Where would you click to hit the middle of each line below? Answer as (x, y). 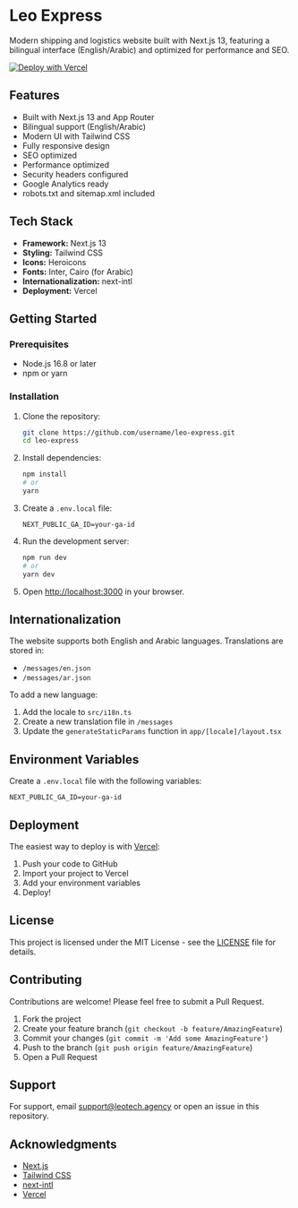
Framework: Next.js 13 (64, 243)
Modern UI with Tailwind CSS (76, 136)
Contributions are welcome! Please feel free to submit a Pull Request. (137, 1001)
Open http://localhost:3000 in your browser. (103, 591)
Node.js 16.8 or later (59, 364)
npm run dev (44, 557)
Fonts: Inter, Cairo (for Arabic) (78, 272)
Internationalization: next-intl (77, 281)
